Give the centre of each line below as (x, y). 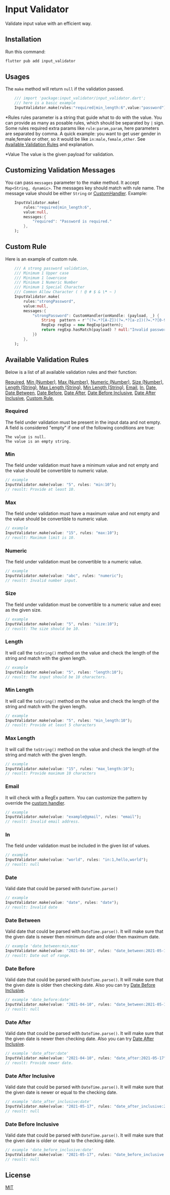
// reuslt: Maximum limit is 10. (40, 538)
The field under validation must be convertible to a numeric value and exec (83, 604)
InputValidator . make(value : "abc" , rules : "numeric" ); (64, 576)
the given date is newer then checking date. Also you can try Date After (80, 1039)
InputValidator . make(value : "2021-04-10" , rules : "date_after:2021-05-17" (86, 1058)
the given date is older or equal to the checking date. (60, 1141)
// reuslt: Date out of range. (38, 956)
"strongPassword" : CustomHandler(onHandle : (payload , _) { (96, 316)
